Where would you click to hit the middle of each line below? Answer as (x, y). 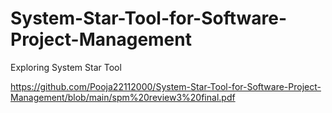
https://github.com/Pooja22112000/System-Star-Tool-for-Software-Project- (166, 86)
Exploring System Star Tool (66, 67)
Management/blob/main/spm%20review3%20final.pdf (123, 97)
